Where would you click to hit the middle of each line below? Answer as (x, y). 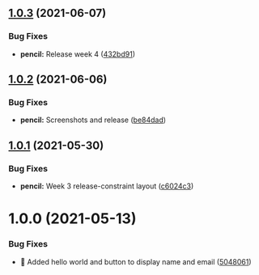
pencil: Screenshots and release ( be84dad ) (93, 120)
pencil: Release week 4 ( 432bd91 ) (78, 54)
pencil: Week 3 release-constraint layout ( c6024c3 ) (107, 186)
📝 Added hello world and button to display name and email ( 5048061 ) (136, 261)
